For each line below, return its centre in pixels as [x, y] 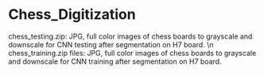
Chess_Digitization [72, 15]
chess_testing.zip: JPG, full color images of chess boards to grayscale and [130, 36]
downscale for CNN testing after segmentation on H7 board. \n [111, 44]
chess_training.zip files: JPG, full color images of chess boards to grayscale [132, 53]
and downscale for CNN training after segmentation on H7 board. [115, 61]
